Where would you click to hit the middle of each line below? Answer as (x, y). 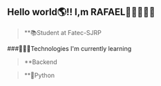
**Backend (40, 62)
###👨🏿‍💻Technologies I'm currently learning (69, 48)
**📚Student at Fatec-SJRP (63, 32)
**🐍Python (39, 75)
